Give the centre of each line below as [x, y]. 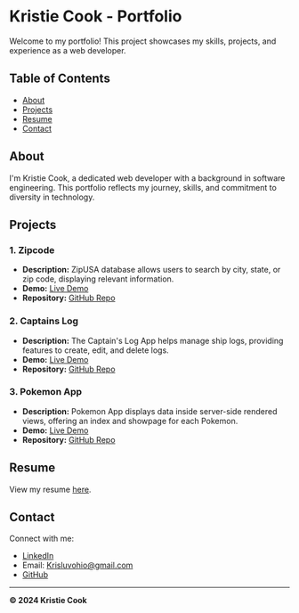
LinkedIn [38, 556]
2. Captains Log [44, 321]
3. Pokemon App [46, 392]
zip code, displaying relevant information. [98, 279]
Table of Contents [60, 79]
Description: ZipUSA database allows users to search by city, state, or [151, 270]
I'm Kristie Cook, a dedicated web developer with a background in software [147, 178]
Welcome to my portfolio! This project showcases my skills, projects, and [143, 41]
